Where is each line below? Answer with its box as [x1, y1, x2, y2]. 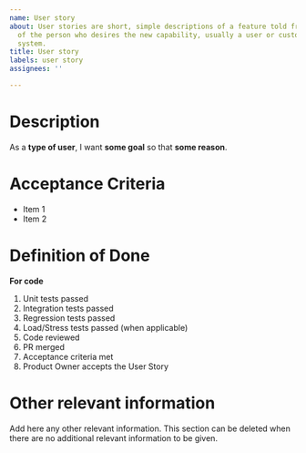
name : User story [9, 13, 76, 23]
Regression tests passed [22, 312, 116, 324]
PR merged [22, 341, 66, 352]
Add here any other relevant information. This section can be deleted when [9, 423, 291, 434]
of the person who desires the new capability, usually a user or [17, 30, 275, 39]
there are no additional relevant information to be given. [9, 432, 219, 443]
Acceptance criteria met [22, 351, 114, 362]
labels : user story [9, 56, 84, 65]
